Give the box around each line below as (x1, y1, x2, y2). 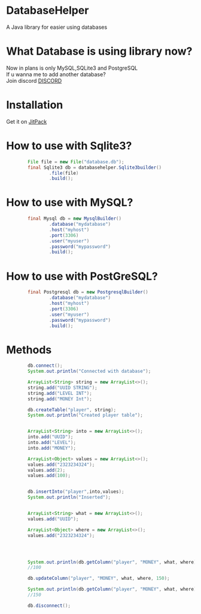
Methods (6, 343, 52, 357)
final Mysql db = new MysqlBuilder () (28, 215, 121, 222)
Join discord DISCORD (6, 77, 62, 84)
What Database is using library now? (6, 44, 193, 58)
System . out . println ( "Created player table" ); (28, 412, 144, 418)
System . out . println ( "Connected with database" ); (28, 369, 151, 375)
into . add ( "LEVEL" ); (28, 439, 77, 446)
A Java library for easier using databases (6, 23, 108, 31)
